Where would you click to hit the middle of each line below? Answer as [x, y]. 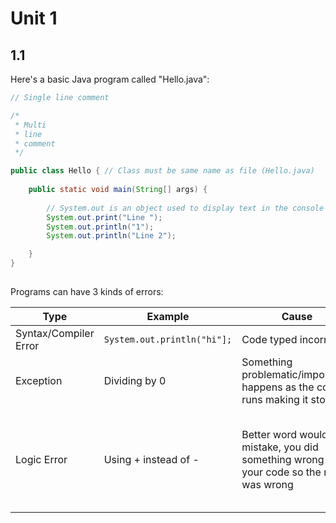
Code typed [269, 339]
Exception [39, 380]
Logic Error [41, 459]
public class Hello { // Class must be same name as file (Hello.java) [162, 171]
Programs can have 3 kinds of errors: [87, 291]
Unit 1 [34, 18]
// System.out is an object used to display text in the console [185, 208]
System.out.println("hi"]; [168, 339]
